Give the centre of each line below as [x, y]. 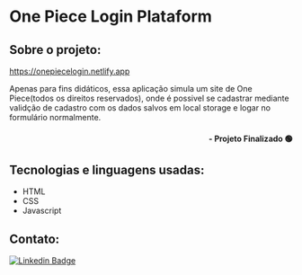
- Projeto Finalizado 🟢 [250, 138]
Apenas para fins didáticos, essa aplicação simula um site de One [131, 89]
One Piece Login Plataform [111, 17]
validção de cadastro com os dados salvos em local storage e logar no [140, 108]
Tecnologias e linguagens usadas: [107, 169]
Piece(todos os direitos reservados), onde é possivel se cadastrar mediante [149, 98]
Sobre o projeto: [55, 50]
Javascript [42, 211]
